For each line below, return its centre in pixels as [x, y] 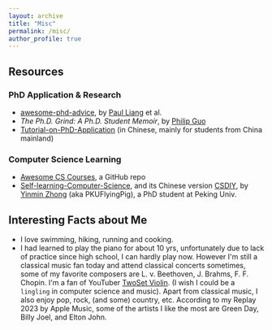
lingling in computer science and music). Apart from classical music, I [139, 291]
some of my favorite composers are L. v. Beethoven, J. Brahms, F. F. [134, 274]
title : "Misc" [32, 24]
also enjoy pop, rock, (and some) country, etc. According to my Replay [138, 300]
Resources [36, 71]
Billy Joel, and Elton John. [63, 317]
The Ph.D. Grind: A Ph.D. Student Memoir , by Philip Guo [113, 121]
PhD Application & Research [65, 94]
